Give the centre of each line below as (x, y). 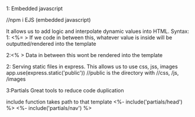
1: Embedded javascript (35, 9)
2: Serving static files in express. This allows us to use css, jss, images (92, 66)
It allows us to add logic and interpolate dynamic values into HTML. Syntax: (98, 31)
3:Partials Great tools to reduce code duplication (65, 90)
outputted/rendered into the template (51, 44)
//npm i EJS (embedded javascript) (48, 20)
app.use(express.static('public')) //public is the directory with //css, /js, (92, 73)
